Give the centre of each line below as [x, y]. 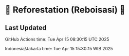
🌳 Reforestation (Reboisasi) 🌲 [65, 10]
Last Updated [26, 28]
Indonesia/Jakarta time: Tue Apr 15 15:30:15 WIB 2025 [59, 49]
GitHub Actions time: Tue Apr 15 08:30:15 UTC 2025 [57, 39]
